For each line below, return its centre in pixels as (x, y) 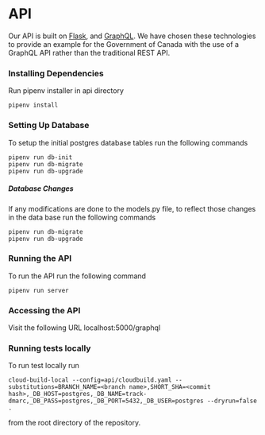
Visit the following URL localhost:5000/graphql (84, 328)
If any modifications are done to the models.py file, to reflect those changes (132, 208)
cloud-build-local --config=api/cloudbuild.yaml (90, 380)
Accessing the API (44, 310)
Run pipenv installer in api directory (66, 91)
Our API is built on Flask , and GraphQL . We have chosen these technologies (132, 36)
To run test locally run (44, 366)
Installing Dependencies (56, 73)
